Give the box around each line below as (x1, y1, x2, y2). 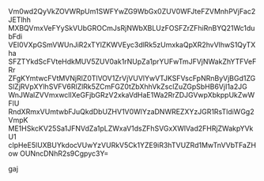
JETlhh (8, 15, 32, 24)
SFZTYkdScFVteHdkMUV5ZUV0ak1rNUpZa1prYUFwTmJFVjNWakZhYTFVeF (8, 57, 257, 66)
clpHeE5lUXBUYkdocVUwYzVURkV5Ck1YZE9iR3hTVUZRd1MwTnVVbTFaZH (8, 141, 257, 150)
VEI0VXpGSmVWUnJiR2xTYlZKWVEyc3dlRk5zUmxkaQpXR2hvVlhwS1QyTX (8, 40, 256, 50)
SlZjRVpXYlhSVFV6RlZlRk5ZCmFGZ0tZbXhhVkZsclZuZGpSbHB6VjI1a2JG (8, 82, 247, 91)
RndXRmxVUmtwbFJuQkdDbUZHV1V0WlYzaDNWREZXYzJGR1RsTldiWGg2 (8, 107, 255, 116)
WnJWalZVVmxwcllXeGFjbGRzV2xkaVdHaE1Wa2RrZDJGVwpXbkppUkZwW (8, 90, 255, 99)
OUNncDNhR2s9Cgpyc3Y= (19, 149, 109, 158)
